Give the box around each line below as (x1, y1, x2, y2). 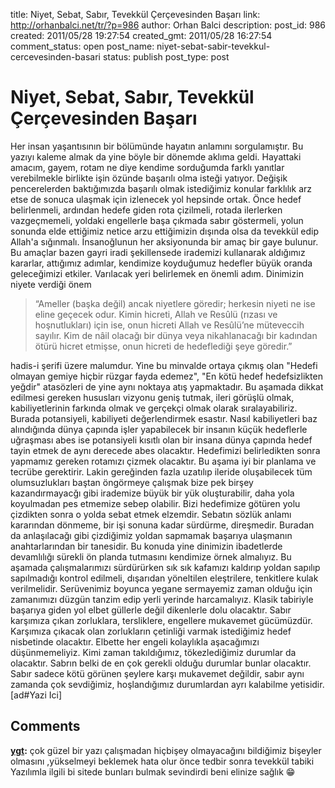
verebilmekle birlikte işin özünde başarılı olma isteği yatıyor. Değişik (10, 172, 288, 184)
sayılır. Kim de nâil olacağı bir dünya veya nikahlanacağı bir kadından (34, 329, 318, 341)
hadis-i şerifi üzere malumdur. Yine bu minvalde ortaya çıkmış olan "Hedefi (10, 359, 318, 371)
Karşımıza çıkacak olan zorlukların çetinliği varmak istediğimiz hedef (10, 625, 292, 637)
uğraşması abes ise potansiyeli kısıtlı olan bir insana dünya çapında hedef (10, 434, 313, 446)
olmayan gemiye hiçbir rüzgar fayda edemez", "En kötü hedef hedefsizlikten (10, 370, 323, 382)
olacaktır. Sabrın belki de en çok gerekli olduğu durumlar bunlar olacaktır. (10, 657, 312, 669)
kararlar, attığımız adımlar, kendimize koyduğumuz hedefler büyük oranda (10, 257, 313, 269)
